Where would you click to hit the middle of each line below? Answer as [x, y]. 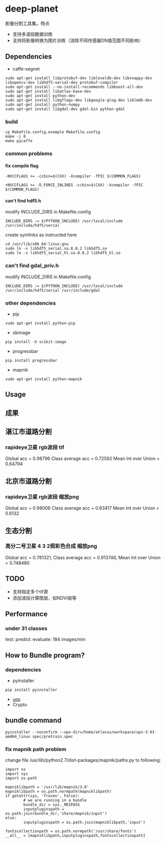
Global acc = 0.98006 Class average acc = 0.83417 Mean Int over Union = [82, 508]
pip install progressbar [31, 360]
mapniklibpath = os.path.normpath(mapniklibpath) [59, 792]
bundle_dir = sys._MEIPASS [52, 805]
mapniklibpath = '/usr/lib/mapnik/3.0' [47, 787]
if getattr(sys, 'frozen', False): [43, 796]
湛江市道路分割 [29, 432]
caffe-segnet [26, 69]
